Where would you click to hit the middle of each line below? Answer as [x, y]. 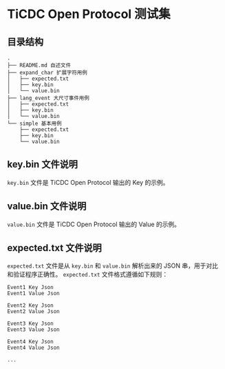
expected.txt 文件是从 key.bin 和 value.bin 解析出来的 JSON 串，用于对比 [113, 266]
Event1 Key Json [30, 288]
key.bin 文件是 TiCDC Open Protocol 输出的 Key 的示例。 [88, 182]
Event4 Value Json [33, 348]
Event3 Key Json [30, 324]
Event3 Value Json [33, 330]
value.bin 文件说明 [47, 207]
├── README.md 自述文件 [39, 66]
